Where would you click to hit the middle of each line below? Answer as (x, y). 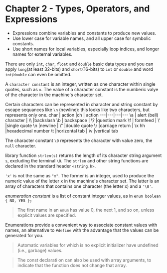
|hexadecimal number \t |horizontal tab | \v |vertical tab (62, 131)
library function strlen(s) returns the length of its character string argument (83, 155)
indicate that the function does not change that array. (72, 265)
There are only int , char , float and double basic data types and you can (79, 64)
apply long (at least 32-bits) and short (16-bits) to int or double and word (79, 69)
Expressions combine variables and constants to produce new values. (84, 33)
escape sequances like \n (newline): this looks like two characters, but (77, 110)
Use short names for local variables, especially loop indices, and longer (86, 49)
